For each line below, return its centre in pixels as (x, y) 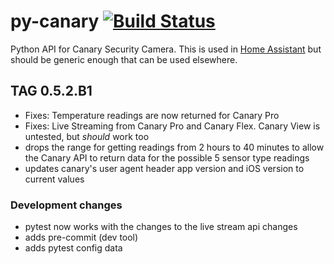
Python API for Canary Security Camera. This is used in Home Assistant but (166, 49)
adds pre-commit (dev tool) (81, 237)
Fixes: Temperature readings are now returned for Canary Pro (152, 115)
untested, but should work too (87, 136)
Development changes (66, 205)
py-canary (55, 21)
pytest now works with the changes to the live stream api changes (161, 227)
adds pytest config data (73, 248)
